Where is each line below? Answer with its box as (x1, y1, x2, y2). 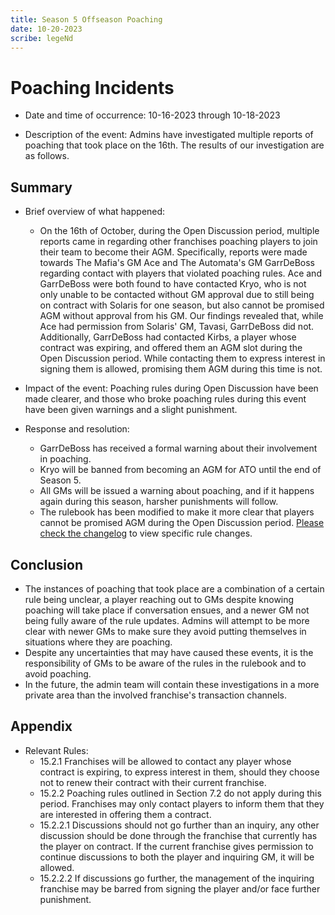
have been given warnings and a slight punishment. (24, 404, 238, 416)
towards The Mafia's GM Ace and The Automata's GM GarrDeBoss (39, 257, 316, 269)
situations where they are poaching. (24, 636, 173, 648)
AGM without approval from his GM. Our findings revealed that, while (39, 310, 324, 322)
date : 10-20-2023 (10, 24, 83, 34)
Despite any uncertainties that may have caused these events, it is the (24, 646, 314, 658)
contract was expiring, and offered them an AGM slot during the (39, 342, 303, 354)
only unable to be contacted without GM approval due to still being (39, 289, 315, 301)
